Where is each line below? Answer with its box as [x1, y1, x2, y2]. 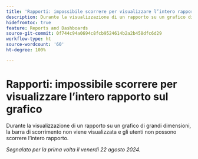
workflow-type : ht [6, 36, 51, 42]
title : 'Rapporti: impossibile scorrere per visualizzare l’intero [6, 8, 176, 15]
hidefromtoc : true [6, 19, 51, 25]
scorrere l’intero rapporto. [6, 134, 69, 141]
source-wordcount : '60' [6, 42, 65, 48]
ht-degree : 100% [6, 47, 46, 53]
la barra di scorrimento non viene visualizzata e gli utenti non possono [6, 128, 177, 135]
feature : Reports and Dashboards [6, 25, 88, 31]
